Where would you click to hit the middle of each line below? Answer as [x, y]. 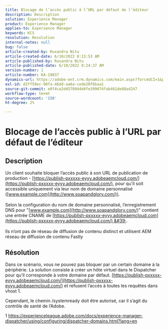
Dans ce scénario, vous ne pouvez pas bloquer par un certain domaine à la [82, 264]
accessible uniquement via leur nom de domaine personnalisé [69, 189]
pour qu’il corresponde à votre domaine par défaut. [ [59, 275]
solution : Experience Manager [37, 19]
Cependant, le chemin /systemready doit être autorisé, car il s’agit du [76, 300]
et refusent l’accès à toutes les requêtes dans [111, 285]
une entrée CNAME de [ [30, 215]
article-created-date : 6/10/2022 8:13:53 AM [52, 56]
